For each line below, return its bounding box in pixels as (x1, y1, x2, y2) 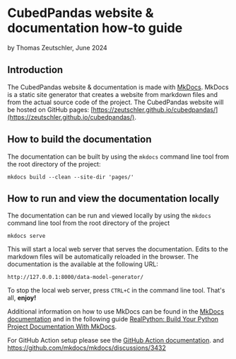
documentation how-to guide (7, 20, 183, 36)
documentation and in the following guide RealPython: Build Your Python (7, 315, 219, 324)
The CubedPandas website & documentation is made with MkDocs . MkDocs (7, 83, 229, 91)
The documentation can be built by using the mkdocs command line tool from (7, 152, 230, 161)
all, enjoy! (7, 294, 37, 302)
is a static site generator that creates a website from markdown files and (7, 90, 218, 98)
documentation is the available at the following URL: (7, 260, 159, 268)
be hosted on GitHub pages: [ (7, 105, 93, 114)
